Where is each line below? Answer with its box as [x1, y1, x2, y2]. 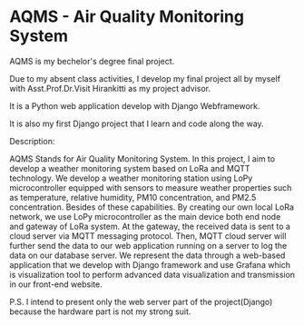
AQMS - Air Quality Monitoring [9, 6, 245, 27]
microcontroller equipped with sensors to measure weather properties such [9, 182, 292, 193]
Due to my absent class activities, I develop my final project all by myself [9, 73, 281, 84]
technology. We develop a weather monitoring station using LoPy [9, 173, 253, 183]
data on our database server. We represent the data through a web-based [9, 250, 286, 261]
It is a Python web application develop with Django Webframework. [9, 100, 260, 111]
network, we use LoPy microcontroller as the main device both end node [9, 211, 281, 222]
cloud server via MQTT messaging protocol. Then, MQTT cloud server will [9, 230, 287, 242]
